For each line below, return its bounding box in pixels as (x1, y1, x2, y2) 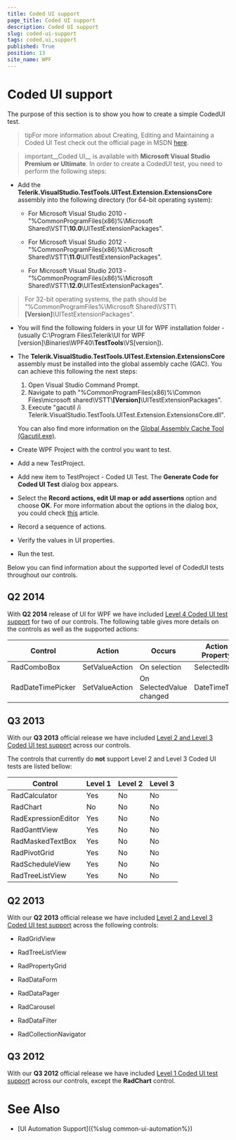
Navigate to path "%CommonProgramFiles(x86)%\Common (27, 388, 202, 396)
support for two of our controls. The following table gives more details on (7, 617, 219, 626)
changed (139, 691, 169, 701)
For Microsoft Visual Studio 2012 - (27, 237, 127, 246)
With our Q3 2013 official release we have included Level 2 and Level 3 (7, 733, 213, 742)
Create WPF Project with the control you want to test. (17, 445, 172, 454)
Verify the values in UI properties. (17, 536, 114, 544)
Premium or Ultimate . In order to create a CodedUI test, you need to (24, 159, 223, 167)
